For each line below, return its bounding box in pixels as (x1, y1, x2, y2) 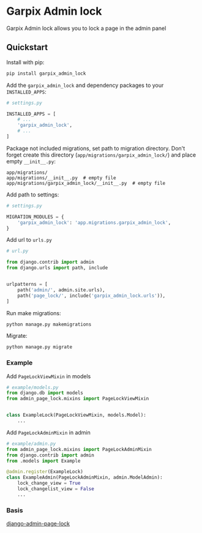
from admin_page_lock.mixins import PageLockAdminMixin (6, 446, 152, 452)
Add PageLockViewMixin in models (6, 372, 91, 380)
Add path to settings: (6, 191, 59, 198)
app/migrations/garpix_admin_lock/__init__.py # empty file (6, 180, 166, 186)
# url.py (6, 248, 29, 255)
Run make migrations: (6, 309, 61, 316)
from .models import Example (6, 458, 81, 464)
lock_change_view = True (17, 480, 81, 486)
